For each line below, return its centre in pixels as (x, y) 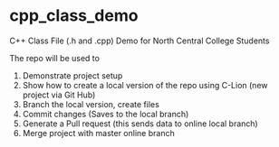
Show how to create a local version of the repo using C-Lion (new (145, 85)
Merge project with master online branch (98, 133)
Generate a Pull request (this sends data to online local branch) (140, 124)
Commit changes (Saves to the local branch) (106, 114)
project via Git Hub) (59, 95)
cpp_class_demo (74, 16)
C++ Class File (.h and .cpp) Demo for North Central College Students (139, 41)
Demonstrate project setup (72, 75)
